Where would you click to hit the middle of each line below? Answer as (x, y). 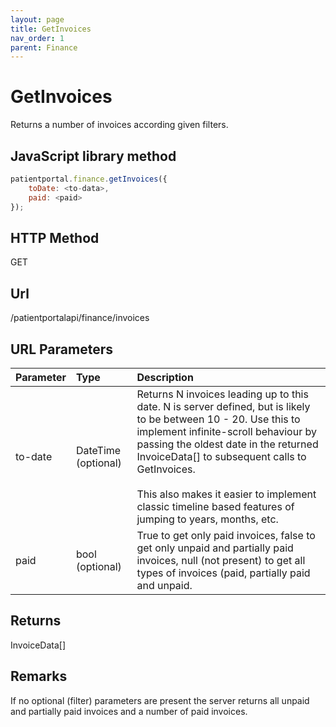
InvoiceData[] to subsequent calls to (221, 456)
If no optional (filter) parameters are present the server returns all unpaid (160, 700)
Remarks (39, 676)
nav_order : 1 (37, 38)
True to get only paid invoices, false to (226, 535)
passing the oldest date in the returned (227, 444)
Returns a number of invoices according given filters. (119, 125)
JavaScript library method (93, 156)
